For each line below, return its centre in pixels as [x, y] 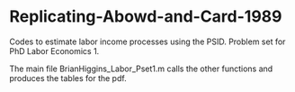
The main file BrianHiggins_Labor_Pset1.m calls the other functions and [141, 69]
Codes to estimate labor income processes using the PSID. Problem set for [147, 41]
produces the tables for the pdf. [68, 78]
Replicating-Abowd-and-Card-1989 [146, 17]
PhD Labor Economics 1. [54, 51]
